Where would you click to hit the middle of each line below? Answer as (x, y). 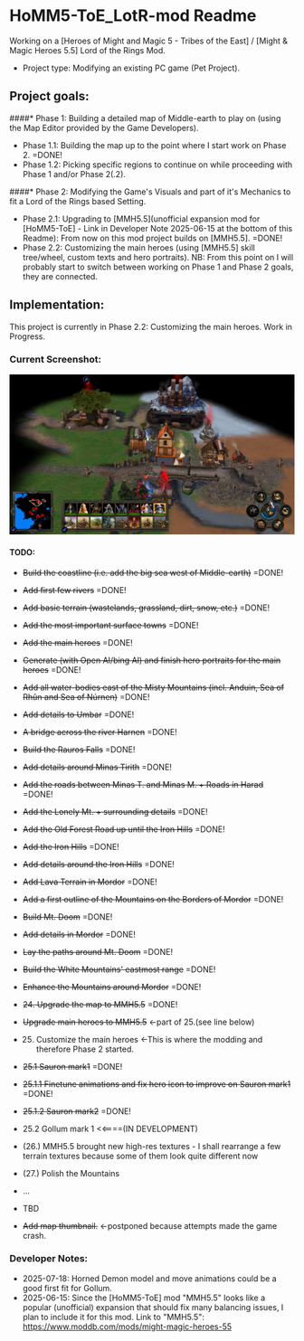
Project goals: (49, 96)
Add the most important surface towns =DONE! (110, 625)
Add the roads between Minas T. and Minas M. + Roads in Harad (143, 784)
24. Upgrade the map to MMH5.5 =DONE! (100, 1004)
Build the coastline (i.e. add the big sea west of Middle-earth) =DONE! (153, 572)
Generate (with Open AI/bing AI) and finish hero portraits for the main (152, 660)
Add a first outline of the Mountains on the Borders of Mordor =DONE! (153, 899)
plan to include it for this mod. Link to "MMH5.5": (114, 1317)
